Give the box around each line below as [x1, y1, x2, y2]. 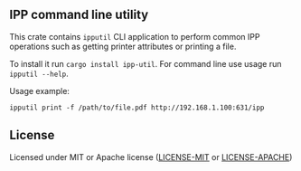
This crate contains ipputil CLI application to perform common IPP [9, 31, 260, 42]
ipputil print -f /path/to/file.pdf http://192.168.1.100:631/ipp [9, 103, 265, 112]
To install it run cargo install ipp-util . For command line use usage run [9, 58, 282, 69]
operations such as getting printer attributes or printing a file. [9, 41, 237, 52]
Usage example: [9, 85, 71, 96]
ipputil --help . [9, 68, 70, 79]
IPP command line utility [9, 7, 149, 23]
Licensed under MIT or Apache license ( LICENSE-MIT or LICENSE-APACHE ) [9, 151, 293, 162]
